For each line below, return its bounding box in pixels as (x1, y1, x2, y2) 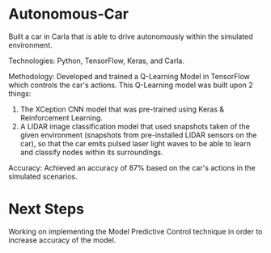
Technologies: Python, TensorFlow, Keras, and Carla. (8, 56, 184, 65)
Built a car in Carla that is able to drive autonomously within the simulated (8, 32, 253, 41)
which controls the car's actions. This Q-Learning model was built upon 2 (8, 80, 253, 90)
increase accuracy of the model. (8, 235, 116, 245)
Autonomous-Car (8, 5, 129, 23)
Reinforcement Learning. (19, 112, 104, 122)
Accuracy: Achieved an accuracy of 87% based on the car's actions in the (8, 162, 256, 172)
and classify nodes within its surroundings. (19, 147, 163, 157)
